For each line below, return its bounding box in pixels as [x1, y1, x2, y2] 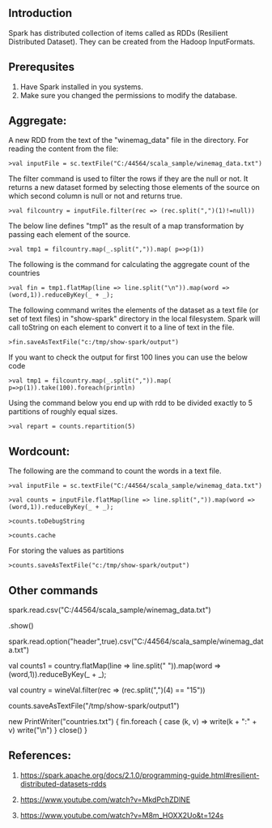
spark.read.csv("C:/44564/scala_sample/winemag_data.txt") [8, 605, 212, 615]
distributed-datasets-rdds [19, 778, 107, 788]
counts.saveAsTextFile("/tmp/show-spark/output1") [8, 701, 180, 711]
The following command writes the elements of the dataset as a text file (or [8, 305, 259, 315]
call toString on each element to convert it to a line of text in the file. [8, 322, 235, 332]
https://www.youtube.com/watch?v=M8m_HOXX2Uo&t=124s [19, 810, 224, 820]
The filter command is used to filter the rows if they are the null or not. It [8, 174, 249, 183]
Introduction [8, 6, 73, 20]
